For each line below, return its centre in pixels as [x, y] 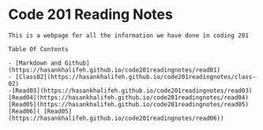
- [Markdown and [35, 63]
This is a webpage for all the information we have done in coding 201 [128, 35]
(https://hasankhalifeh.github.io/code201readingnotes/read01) [115, 70]
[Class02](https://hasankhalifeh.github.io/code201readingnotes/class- [136, 76]
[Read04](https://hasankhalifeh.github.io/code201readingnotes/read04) [128, 97]
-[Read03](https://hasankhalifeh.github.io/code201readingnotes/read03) [130, 91]
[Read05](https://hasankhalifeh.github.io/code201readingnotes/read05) [128, 104]
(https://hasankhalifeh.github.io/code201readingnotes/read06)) [116, 118]
